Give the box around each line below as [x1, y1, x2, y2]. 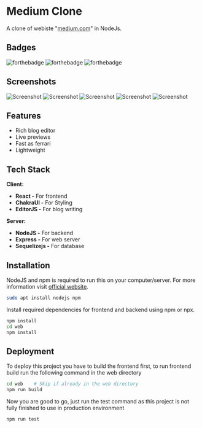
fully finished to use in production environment [6, 404, 125, 412]
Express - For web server [15, 236, 80, 243]
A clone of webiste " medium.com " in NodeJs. [6, 25, 122, 32]
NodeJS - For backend [15, 229, 74, 237]
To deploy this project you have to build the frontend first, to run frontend [6, 362, 192, 370]
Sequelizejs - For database [15, 243, 85, 250]
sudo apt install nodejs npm [6, 295, 81, 301]
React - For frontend [15, 192, 68, 200]
